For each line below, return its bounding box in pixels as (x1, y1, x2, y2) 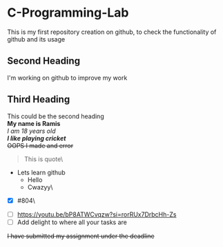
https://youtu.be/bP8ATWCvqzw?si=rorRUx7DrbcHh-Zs (17, 210, 177, 219)
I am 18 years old (7, 127, 56, 135)
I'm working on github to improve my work (7, 73, 128, 82)
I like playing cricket (7, 134, 66, 143)
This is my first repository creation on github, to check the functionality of (7, 28, 217, 36)
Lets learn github (17, 168, 66, 176)
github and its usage (7, 35, 66, 43)
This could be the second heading (7, 112, 105, 120)
